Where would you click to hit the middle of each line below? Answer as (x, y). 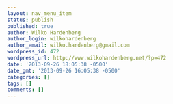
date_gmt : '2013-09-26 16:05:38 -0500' (64, 70)
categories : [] (29, 77)
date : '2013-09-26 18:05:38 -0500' (58, 64)
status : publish (30, 20)
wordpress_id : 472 (33, 52)
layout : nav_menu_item (39, 13)
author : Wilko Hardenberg (44, 32)
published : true (30, 26)
